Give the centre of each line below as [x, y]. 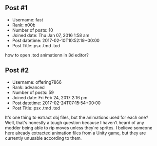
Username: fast [28, 19]
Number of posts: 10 [33, 30]
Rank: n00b [24, 25]
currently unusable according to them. [43, 138]
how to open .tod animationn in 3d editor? [47, 55]
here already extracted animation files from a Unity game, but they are [76, 133]
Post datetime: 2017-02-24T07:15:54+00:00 [56, 103]
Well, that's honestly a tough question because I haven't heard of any [75, 122]
